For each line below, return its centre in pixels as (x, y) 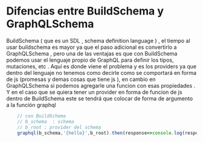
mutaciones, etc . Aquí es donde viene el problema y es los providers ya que (101, 66)
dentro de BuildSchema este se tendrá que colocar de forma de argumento (100, 98)
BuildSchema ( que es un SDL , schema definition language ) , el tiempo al (98, 40)
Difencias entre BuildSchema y (85, 11)
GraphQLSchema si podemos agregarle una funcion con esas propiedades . (101, 85)
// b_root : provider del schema (59, 127)
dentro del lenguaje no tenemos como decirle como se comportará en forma (101, 73)
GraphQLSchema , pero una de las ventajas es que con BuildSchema (92, 53)
